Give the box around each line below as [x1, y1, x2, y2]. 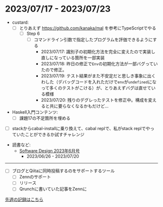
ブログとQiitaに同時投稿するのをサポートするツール [12, 168, 115, 174]
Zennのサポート [19, 174, 51, 180]
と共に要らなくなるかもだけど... [45, 103, 109, 109]
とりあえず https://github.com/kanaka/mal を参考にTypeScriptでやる [19, 25, 156, 31]
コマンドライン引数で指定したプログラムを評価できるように [33, 37, 153, 43]
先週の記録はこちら [5, 196, 44, 202]
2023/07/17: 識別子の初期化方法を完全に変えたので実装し [41, 49, 156, 55]
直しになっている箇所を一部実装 [41, 55, 105, 61]
